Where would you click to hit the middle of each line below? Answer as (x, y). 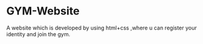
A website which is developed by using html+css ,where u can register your (102, 28)
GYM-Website (43, 11)
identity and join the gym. (38, 34)
